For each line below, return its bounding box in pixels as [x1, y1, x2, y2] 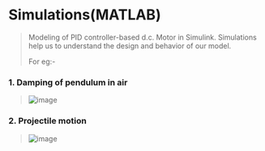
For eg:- [28, 57, 56, 66]
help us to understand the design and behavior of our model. [28, 40, 232, 50]
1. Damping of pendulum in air [8, 77, 128, 88]
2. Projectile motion [8, 115, 87, 127]
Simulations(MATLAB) [8, 6, 161, 24]
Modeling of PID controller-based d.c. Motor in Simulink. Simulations [28, 32, 257, 42]
